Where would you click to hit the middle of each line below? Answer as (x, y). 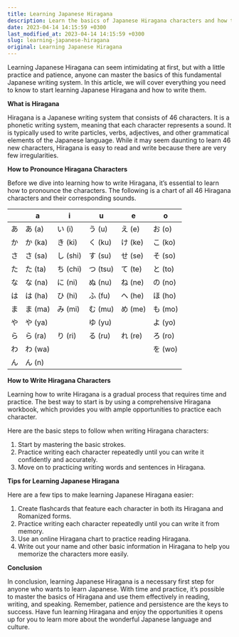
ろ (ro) (164, 336)
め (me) (133, 309)
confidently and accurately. (58, 459)
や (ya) (37, 322)
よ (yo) (164, 322)
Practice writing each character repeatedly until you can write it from (118, 523)
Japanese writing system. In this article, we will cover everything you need (117, 82)
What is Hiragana (33, 104)
